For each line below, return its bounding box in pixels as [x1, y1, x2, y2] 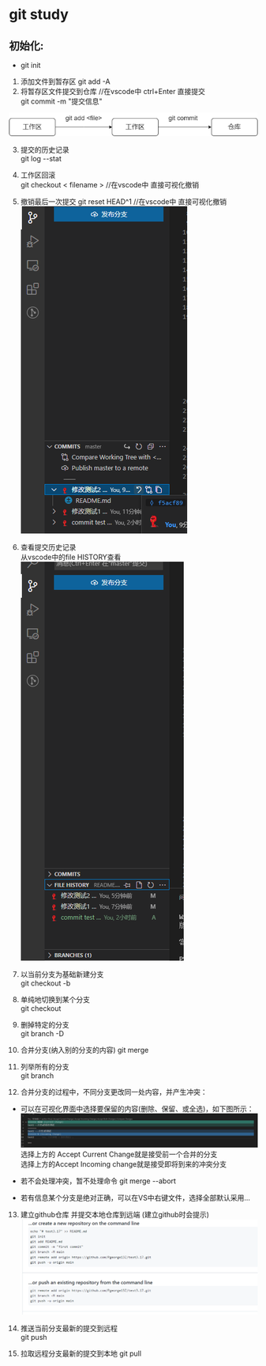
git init [20, 61, 41, 70]
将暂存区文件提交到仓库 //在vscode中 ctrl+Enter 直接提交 [20, 87, 206, 96]
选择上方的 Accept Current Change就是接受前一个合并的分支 [20, 1149, 218, 1159]
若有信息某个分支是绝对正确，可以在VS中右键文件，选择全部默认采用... [20, 1193, 251, 1202]
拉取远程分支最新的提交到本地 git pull [20, 1349, 141, 1358]
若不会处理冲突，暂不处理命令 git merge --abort [20, 1176, 177, 1186]
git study [9, 6, 69, 24]
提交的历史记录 [20, 145, 69, 155]
